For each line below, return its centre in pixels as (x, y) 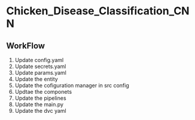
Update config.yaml (39, 60)
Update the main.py (39, 104)
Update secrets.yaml (40, 66)
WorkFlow (26, 46)
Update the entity (36, 79)
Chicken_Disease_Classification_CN (98, 11)
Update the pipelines (41, 98)
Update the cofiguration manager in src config (72, 85)
